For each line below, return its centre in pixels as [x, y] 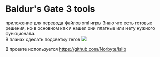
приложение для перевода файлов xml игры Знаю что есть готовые [79, 23]
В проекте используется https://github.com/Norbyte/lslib [66, 49]
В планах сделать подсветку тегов [43, 39]
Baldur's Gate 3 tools [50, 9]
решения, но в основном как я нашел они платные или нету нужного [80, 28]
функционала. [20, 33]
